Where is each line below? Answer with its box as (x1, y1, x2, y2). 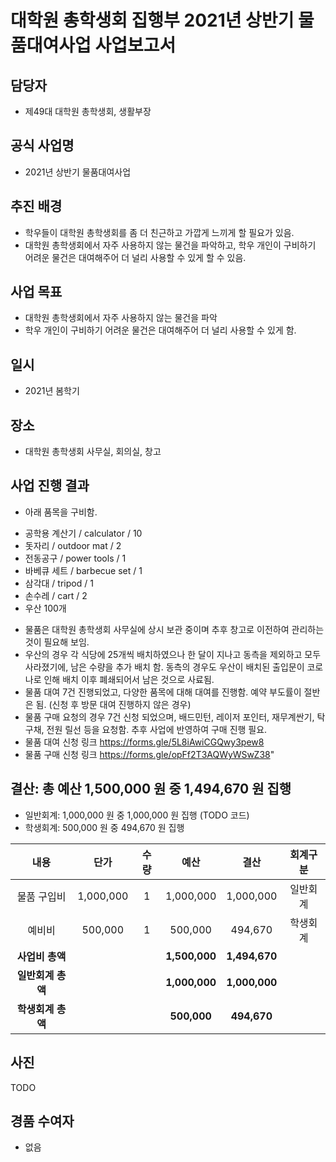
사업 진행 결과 (10, 477, 90, 495)
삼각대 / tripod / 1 (24, 577, 94, 589)
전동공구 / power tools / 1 (24, 552, 127, 564)
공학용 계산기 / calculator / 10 (24, 527, 143, 539)
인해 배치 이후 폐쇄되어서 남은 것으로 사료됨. (43, 673, 215, 685)
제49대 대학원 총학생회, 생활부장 (24, 106, 152, 117)
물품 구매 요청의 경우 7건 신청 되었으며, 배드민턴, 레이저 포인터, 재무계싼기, (24, 711, 315, 723)
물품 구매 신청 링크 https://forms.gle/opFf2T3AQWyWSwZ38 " (24, 748, 275, 760)
